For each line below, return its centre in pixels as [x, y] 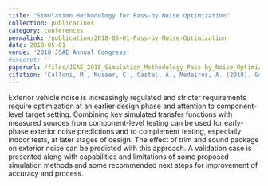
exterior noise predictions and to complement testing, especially [136, 131]
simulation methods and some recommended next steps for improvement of [133, 165]
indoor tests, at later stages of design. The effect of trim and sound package [134, 139]
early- [234, 122]
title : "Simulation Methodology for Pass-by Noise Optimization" [119, 15]
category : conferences [46, 30]
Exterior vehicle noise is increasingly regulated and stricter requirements [128, 97]
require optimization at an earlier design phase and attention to [112, 106]
